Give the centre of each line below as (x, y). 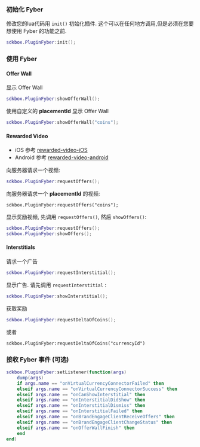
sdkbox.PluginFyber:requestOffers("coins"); (62, 205)
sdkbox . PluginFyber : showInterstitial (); (57, 296)
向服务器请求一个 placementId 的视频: (53, 194)
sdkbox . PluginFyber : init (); (41, 42)
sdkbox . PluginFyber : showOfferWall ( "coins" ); (62, 123)
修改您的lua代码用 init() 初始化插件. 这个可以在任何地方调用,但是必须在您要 (100, 24)
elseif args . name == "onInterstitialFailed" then (80, 411)
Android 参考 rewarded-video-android (61, 157)
